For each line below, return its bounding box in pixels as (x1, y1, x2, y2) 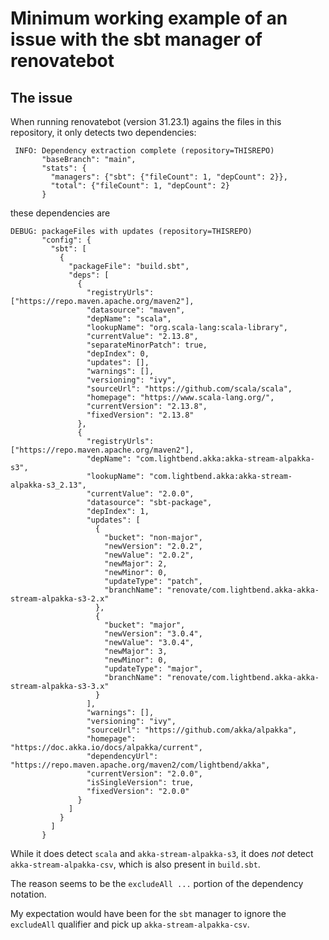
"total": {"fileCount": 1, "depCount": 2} (50, 181, 230, 191)
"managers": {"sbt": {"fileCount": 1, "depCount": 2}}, (50, 172, 288, 182)
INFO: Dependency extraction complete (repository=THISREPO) (14, 146, 275, 156)
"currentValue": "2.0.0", (86, 489, 195, 499)
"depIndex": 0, (86, 349, 150, 359)
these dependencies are (10, 207, 111, 219)
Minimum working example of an (10, 7, 288, 30)
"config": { (41, 235, 92, 245)
